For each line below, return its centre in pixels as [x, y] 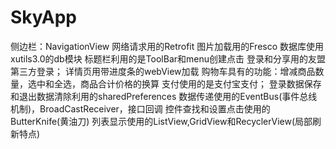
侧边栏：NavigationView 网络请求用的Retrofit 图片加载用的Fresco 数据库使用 [167, 46]
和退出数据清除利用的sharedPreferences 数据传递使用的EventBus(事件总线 [164, 96]
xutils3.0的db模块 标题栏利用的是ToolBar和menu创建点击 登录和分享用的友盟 [168, 58]
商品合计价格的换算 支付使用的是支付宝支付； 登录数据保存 [200, 83]
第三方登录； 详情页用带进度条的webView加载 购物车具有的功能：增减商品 [163, 71]
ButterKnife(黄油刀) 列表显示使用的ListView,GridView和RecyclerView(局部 [161, 121]
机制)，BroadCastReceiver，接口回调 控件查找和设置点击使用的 [140, 108]
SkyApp [43, 17]
